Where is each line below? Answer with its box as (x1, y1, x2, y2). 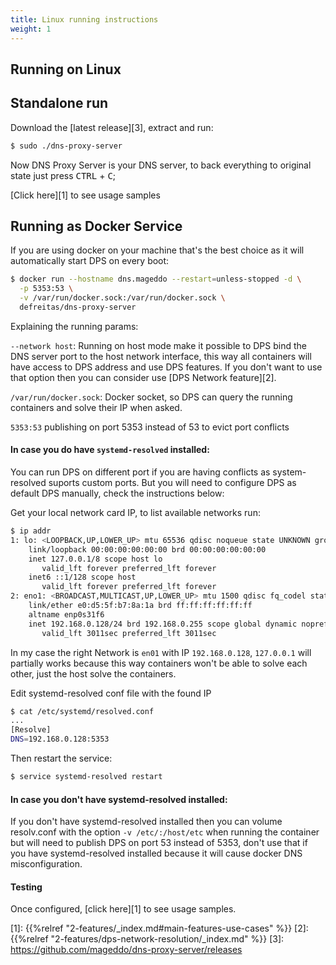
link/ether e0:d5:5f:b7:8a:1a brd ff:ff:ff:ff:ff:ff (28, 601, 253, 611)
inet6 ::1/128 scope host (28, 572, 137, 583)
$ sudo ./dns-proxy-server (10, 141, 123, 151)
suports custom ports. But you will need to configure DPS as (48, 477, 297, 489)
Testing (10, 881, 43, 893)
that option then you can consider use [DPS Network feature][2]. (10, 371, 277, 383)
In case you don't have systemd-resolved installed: (10, 793, 228, 805)
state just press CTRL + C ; (10, 169, 117, 181)
